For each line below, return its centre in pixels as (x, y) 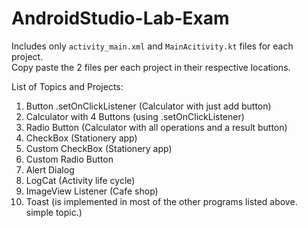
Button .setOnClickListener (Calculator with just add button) (148, 106)
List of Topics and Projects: (67, 86)
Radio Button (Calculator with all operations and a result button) (156, 127)
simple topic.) (54, 212)
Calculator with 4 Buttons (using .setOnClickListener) (135, 116)
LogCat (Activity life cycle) (80, 180)
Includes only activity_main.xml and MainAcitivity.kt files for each (152, 46)
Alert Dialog (50, 169)
